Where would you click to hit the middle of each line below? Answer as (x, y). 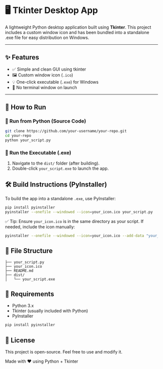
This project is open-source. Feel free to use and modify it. (64, 352)
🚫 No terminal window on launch (44, 87)
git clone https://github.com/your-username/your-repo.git (66, 131)
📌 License (20, 340)
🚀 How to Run (26, 107)
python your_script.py (28, 140)
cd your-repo (18, 136)
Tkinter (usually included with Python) (50, 311)
